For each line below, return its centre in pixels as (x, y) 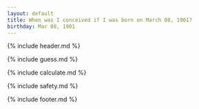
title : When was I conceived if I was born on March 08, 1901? (100, 20)
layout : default (30, 13)
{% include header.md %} (44, 46)
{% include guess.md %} (42, 59)
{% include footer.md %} (42, 99)
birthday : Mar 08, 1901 (41, 26)
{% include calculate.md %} (47, 72)
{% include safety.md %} (43, 86)
